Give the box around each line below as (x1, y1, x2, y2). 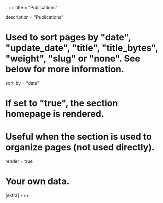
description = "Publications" (5, 14, 64, 20)
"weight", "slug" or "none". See (5, 53, 140, 64)
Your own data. (5, 176, 70, 187)
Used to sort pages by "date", (5, 32, 131, 43)
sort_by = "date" (5, 80, 39, 86)
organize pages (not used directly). (5, 142, 155, 153)
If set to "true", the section (5, 98, 118, 109)
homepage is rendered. (5, 108, 104, 120)
